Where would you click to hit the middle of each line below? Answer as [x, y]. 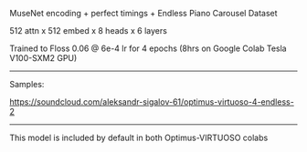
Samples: [27, 84]
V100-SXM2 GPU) [43, 58]
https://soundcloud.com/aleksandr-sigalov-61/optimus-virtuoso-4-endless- [152, 102]
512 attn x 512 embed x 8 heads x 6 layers [88, 30]
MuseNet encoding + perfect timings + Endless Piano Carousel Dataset [143, 13]
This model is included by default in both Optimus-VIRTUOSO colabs [139, 137]
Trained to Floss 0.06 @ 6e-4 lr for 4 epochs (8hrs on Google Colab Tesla [148, 48]
